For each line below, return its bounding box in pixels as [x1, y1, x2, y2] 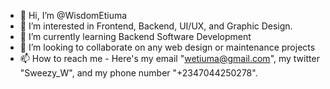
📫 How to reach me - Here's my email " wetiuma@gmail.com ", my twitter [19, 53, 320, 64]
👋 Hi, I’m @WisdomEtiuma [19, 10, 128, 21]
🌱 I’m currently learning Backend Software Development [19, 31, 252, 42]
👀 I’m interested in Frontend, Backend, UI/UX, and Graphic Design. [19, 20, 293, 32]
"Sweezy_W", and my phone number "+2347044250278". [19, 67, 258, 79]
